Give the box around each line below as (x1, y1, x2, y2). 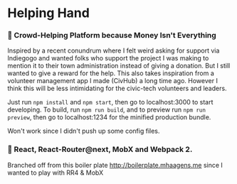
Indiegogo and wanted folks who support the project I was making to (7, 54, 209, 63)
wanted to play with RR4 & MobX (7, 168, 104, 177)
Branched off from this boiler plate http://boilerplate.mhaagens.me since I (7, 161, 223, 169)
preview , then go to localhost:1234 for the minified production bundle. (7, 113, 211, 121)
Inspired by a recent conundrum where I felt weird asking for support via (7, 46, 220, 55)
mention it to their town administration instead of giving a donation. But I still (7, 62, 231, 70)
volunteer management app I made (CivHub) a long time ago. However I (7, 77, 218, 85)
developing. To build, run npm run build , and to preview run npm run (7, 105, 206, 114)
